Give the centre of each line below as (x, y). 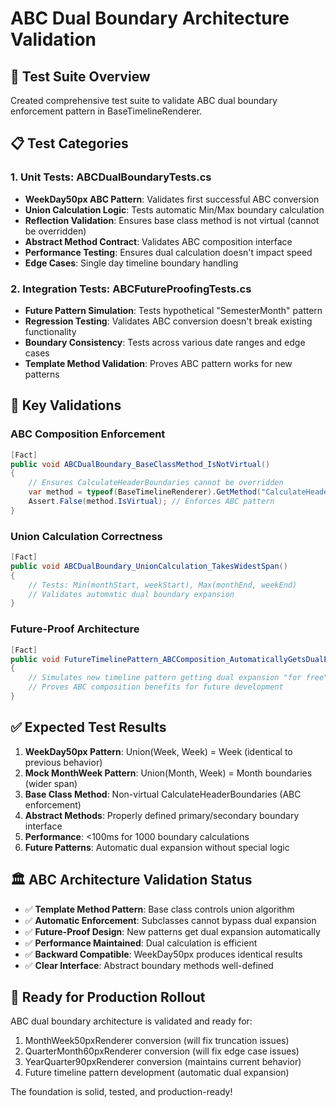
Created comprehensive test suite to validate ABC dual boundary (144, 100)
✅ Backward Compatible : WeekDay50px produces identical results (163, 954)
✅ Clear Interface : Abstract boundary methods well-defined (149, 965)
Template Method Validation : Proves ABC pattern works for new (158, 363)
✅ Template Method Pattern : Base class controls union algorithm (159, 909)
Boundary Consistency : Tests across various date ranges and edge (165, 342)
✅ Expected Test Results (88, 727)
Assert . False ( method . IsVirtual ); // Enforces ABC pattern (151, 502)
